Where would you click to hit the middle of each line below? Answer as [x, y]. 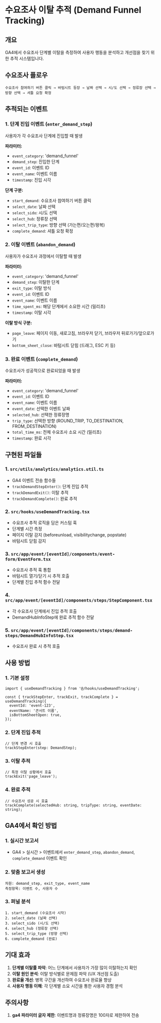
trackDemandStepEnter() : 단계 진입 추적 [50, 486]
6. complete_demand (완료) [31, 939]
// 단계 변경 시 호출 [23, 743]
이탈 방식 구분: [19, 323]
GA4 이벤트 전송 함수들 [34, 480]
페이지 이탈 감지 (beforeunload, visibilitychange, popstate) [69, 535]
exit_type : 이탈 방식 [32, 288]
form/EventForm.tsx [28, 559]
